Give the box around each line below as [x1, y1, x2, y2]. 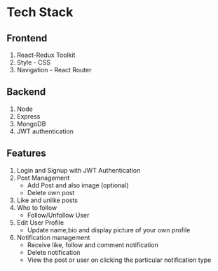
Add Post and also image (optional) [27, 180, 129, 190]
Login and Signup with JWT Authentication [16, 166, 141, 174]
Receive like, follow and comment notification [27, 240, 158, 249]
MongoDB [16, 119, 46, 128]
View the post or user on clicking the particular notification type [27, 256, 212, 264]
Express [16, 112, 41, 120]
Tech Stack [6, 4, 74, 20]
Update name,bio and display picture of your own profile [27, 225, 191, 234]
